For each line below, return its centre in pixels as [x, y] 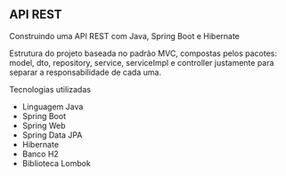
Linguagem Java [53, 107]
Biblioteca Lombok [56, 163]
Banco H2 [41, 154]
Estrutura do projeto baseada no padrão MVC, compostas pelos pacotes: [143, 53]
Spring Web [44, 125]
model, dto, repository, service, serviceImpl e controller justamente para [142, 62]
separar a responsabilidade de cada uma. [86, 72]
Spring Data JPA [52, 135]
